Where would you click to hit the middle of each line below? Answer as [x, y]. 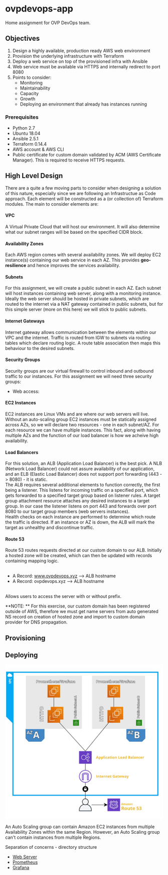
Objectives [23, 38]
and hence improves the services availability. [74, 266]
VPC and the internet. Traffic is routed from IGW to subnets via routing [78, 337]
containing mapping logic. [32, 561]
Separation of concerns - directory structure [51, 847]
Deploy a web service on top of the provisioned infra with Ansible [80, 61]
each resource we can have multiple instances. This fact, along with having [83, 430]
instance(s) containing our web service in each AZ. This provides [72, 260]
